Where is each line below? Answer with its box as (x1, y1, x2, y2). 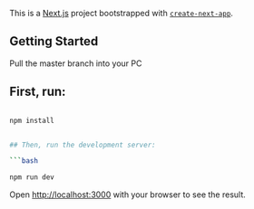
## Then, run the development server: (9, 140, 156, 149)
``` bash (9, 157, 39, 166)
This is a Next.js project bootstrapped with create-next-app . (9, 8, 234, 18)
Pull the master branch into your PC (9, 58, 142, 69)
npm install (9, 116, 54, 125)
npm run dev (9, 173, 54, 182)
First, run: (9, 84, 66, 100)
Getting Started (9, 33, 99, 49)
